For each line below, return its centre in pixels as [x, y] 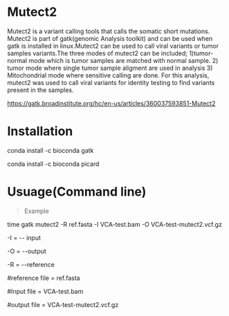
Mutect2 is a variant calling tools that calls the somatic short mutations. [109, 31]
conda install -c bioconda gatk [51, 150]
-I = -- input [24, 238]
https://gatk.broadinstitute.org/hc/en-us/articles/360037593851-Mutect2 [111, 103]
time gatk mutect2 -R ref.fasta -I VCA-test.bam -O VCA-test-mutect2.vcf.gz [115, 224]
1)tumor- [201, 53]
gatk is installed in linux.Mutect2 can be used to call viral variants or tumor [113, 46]
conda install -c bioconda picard [53, 164]
